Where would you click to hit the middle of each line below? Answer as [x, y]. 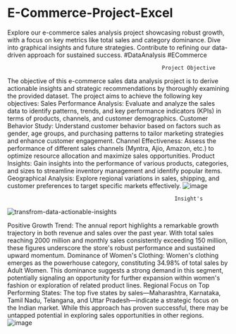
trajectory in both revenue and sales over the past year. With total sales [111, 233]
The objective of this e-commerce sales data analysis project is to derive [113, 81]
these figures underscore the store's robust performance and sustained [111, 247]
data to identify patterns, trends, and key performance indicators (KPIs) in [114, 111]
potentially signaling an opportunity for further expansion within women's [114, 278]
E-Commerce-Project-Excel [90, 13]
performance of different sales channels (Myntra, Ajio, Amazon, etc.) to [111, 148]
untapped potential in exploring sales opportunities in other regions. [106, 315]
